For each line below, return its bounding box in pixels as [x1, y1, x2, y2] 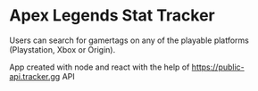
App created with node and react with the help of [9, 62, 190, 72]
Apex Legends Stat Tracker [9, 5, 216, 26]
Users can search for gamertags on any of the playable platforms [9, 35, 250, 45]
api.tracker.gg [9, 70, 61, 81]
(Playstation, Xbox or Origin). [9, 44, 116, 54]
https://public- [191, 62, 246, 72]
